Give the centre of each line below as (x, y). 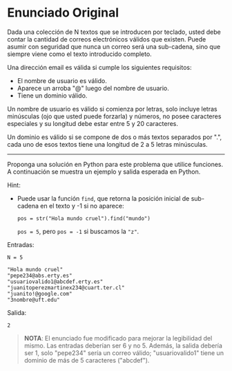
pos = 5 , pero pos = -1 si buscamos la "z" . (78, 231)
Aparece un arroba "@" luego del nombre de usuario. (93, 88)
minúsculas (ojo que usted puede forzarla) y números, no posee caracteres (114, 116)
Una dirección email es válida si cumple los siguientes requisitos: (99, 67)
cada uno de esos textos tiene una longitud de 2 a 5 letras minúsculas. (108, 144)
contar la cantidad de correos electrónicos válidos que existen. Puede (107, 39)
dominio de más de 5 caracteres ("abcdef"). (87, 360)
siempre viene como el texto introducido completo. (79, 54)
